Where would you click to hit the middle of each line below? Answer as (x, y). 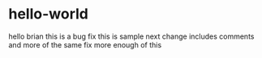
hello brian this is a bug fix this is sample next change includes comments (131, 36)
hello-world (49, 14)
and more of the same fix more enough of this (85, 44)
